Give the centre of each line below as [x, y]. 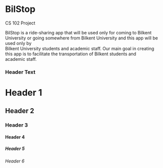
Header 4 [15, 137]
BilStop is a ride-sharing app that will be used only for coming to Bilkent [78, 32]
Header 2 [20, 111]
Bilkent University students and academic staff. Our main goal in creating [80, 48]
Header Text [20, 72]
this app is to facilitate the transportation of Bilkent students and [71, 54]
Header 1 [24, 93]
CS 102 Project [20, 23]
